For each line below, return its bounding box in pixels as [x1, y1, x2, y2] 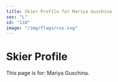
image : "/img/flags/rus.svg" [6, 25, 78, 31]
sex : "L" [6, 14, 28, 20]
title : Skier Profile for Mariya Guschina [6, 8, 112, 15]
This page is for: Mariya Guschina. [6, 70, 90, 77]
